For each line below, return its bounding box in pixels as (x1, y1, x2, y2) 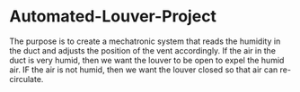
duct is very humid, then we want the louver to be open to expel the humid (9, 54, 285, 65)
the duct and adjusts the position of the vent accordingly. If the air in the (9, 45, 277, 55)
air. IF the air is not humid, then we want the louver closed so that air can (9, 64, 278, 75)
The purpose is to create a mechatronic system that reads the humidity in (9, 36, 281, 46)
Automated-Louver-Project (9, 6, 217, 27)
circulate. (9, 73, 44, 84)
